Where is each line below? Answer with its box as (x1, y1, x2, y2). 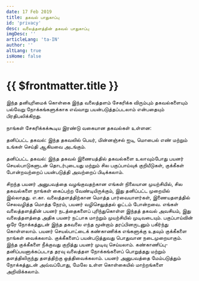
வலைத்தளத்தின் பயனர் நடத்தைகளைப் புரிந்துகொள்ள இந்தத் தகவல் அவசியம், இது (6, 207, 191, 214)
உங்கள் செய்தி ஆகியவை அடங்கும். (6, 143, 87, 150)
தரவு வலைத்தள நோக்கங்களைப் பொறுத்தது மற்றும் (54, 248, 166, 255)
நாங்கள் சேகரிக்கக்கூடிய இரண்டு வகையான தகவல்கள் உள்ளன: (6, 124, 152, 132)
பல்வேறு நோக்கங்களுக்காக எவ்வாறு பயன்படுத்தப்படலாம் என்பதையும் (6, 105, 164, 112)
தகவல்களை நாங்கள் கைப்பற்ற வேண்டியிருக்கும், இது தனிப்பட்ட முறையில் (6, 187, 170, 194)
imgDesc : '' (6, 31, 36, 37)
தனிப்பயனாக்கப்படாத (6, 248, 53, 255)
